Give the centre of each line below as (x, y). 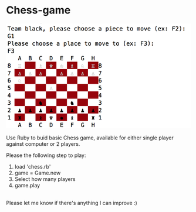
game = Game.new (38, 173)
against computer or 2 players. (43, 144)
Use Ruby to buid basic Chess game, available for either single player (90, 138)
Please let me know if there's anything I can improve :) (72, 203)
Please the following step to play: (46, 155)
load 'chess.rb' (33, 167)
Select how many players (45, 179)
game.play (27, 186)
